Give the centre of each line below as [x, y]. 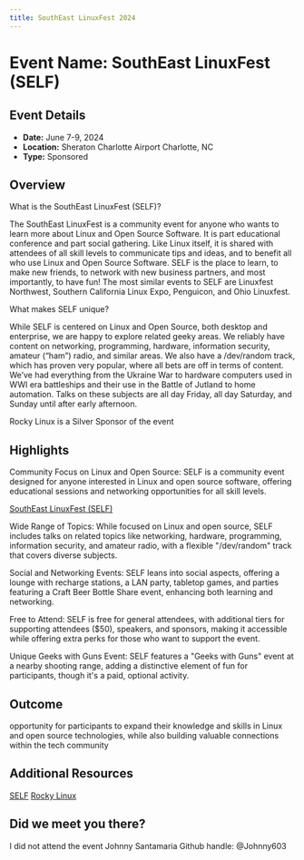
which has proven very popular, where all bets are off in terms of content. [147, 366]
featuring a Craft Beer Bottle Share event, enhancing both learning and [142, 592]
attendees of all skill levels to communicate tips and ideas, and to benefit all [151, 253]
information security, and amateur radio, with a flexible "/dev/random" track [151, 546]
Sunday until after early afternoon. [74, 404]
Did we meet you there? [78, 824]
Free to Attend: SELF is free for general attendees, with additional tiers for [147, 620]
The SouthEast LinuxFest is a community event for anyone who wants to [144, 224]
